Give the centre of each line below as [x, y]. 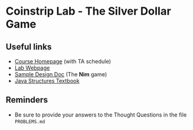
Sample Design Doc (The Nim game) [61, 74]
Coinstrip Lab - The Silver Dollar [89, 11]
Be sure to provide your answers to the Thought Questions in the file [100, 115]
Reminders [27, 100]
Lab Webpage [32, 68]
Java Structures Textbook [47, 81]
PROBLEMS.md [30, 121]
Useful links [29, 47]
